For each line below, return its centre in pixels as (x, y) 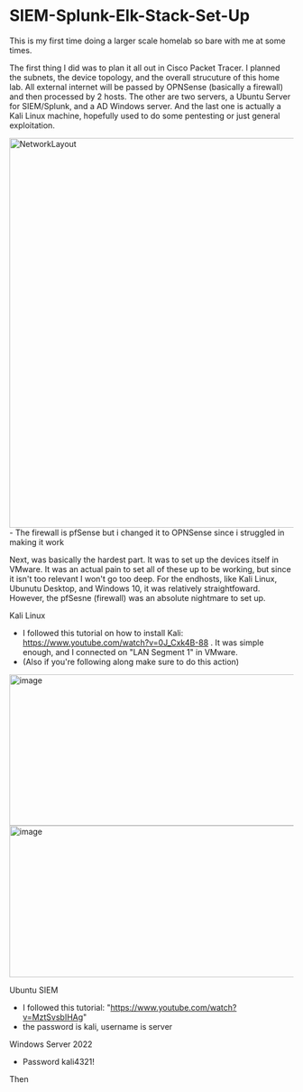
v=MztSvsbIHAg (53, 1017)
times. (21, 50)
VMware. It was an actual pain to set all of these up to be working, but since (150, 569)
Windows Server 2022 (51, 1044)
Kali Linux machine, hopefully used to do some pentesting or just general (145, 116)
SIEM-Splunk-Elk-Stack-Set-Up (130, 16)
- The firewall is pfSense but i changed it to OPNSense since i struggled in (147, 532)
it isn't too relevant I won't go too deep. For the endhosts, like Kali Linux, (143, 578)
